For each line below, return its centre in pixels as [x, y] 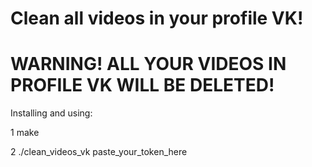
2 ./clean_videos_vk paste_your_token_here [99, 152]
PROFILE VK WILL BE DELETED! [142, 85]
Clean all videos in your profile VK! [157, 18]
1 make [25, 133]
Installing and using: [51, 113]
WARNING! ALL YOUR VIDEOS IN [148, 64]
